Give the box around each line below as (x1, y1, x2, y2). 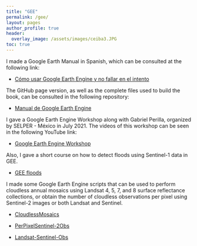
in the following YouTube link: (6, 128, 78, 136)
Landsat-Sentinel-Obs (14, 234, 69, 241)
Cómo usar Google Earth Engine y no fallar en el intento (14, 75, 149, 83)
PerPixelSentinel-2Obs (14, 222, 69, 229)
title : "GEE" (6, 8, 38, 15)
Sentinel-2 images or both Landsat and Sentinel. (6, 199, 123, 206)
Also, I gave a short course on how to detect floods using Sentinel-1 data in (6, 151, 188, 158)
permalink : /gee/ (6, 14, 49, 20)
